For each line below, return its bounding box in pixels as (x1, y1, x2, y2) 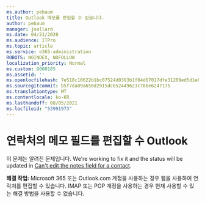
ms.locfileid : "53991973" (6, 105, 72, 112)
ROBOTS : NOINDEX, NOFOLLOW (6, 54, 75, 61)
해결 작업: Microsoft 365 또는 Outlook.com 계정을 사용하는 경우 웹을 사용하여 (6, 175, 192, 182)
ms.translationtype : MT (6, 89, 67, 95)
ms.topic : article (6, 43, 53, 50)
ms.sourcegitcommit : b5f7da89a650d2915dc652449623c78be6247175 (6, 83, 171, 89)
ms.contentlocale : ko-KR (6, 94, 70, 100)
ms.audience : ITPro (6, 37, 56, 43)
